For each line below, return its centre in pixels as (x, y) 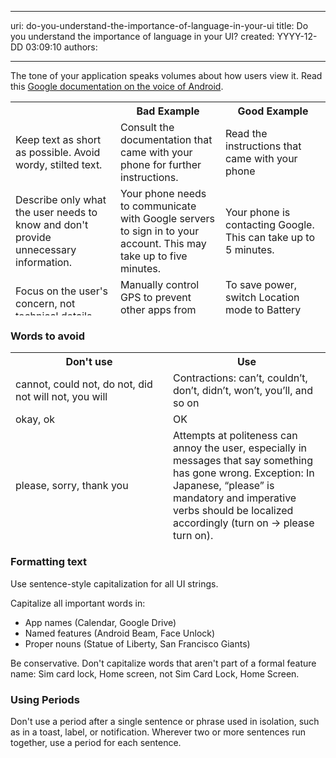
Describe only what (61, 199)
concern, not (45, 303)
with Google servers (167, 218)
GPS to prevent (156, 297)
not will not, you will (61, 397)
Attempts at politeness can (235, 436)
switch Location (262, 297)
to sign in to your (160, 231)
